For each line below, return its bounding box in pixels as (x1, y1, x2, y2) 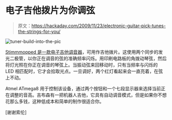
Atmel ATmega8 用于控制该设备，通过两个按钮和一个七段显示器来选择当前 (5, 85, 161, 91)
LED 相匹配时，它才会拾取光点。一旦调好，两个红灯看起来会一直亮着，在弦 (5, 68, 163, 74)
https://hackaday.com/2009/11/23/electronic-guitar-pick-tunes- (31, 23, 166, 29)
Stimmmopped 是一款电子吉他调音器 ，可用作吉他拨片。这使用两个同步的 (5, 49, 159, 55)
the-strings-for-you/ (17, 28, 60, 34)
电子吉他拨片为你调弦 (5, 5, 96, 16)
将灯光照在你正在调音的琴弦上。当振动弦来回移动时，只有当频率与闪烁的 (5, 62, 158, 68)
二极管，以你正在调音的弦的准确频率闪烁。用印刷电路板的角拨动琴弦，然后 (9, 55, 167, 62)
